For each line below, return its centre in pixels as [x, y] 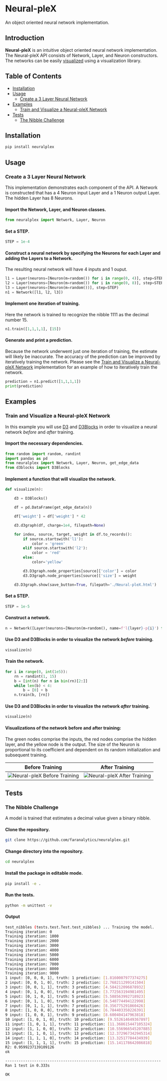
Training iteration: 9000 [32, 973]
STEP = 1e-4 [17, 242]
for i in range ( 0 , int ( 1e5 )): [37, 672]
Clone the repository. [28, 829]
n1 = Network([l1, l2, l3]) [34, 292]
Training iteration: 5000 [32, 955]
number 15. [17, 320]
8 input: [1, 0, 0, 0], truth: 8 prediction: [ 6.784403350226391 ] [75, 1010]
